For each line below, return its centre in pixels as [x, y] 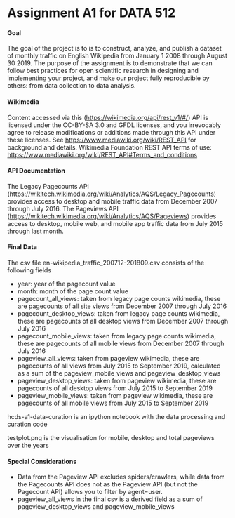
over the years [28, 445]
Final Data [22, 247]
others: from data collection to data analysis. [72, 86]
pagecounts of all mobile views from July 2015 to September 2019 [113, 403]
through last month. [36, 231]
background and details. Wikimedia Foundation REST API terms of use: [109, 147]
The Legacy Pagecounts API [48, 186]
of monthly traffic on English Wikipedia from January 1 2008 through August [117, 56]
